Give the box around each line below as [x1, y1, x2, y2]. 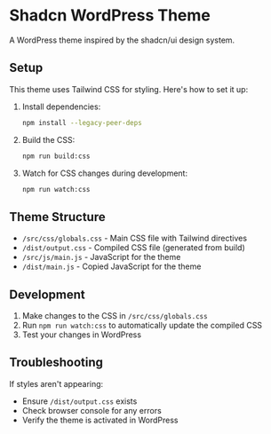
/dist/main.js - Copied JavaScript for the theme [21, 261, 202, 272]
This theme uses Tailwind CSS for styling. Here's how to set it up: [9, 83, 249, 94]
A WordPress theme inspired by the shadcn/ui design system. [9, 35, 235, 45]
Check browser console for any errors [21, 405, 162, 415]
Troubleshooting [9, 355, 104, 370]
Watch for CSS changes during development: [21, 168, 188, 178]
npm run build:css [21, 152, 91, 161]
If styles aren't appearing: [9, 378, 104, 389]
